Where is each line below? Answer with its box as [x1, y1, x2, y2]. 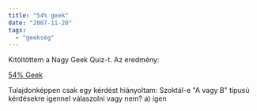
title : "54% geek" [8, 11, 69, 20]
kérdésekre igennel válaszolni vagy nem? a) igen [8, 94, 168, 103]
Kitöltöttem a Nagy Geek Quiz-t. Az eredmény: [8, 55, 160, 65]
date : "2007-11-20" [8, 19, 73, 27]
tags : [8, 26, 26, 34]
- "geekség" [15, 33, 55, 42]
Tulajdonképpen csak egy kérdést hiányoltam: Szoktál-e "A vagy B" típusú [8, 86, 250, 95]
